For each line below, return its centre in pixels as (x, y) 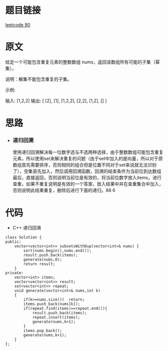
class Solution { (24, 237)
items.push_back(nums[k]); (52, 304)
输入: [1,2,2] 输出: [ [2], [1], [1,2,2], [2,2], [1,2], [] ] (56, 101)
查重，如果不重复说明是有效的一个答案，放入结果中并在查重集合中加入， (88, 184)
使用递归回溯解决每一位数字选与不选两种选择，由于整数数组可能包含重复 (88, 152)
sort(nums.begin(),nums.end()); (58, 251)
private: (14, 273)
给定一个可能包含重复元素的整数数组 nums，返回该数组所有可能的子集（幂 (83, 62)
